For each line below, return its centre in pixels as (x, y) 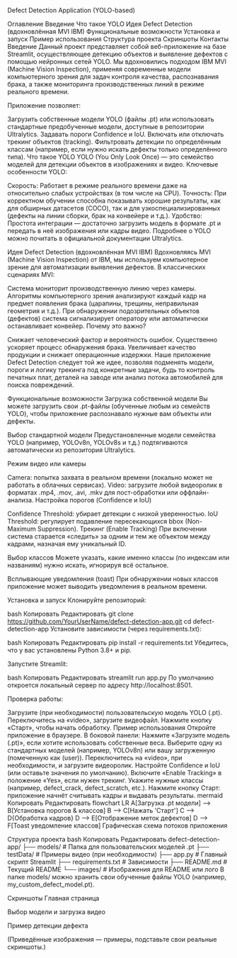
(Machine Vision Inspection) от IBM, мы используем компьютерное (108, 259)
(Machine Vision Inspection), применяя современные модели (99, 69)
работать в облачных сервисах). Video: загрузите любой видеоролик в (115, 485)
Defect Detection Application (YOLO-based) (71, 10)
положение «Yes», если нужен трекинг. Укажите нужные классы (105, 780)
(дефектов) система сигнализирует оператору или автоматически (108, 319)
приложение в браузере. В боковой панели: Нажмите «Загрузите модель (118, 735)
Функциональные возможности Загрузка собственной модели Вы (108, 399)
